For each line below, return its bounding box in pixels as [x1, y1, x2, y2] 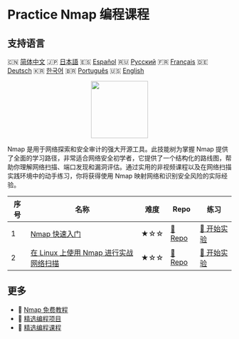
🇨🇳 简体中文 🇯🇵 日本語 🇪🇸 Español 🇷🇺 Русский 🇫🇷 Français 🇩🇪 [7, 58, 208, 66]
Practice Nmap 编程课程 [7, 6, 149, 23]
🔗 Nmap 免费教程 [17, 305, 69, 314]
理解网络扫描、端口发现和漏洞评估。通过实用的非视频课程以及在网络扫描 [19, 163, 232, 171]
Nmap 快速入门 [31, 229, 82, 239]
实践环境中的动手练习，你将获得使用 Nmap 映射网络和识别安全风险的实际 [7, 172, 222, 180]
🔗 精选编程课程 [17, 323, 62, 332]
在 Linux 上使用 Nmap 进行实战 [31, 248, 134, 258]
